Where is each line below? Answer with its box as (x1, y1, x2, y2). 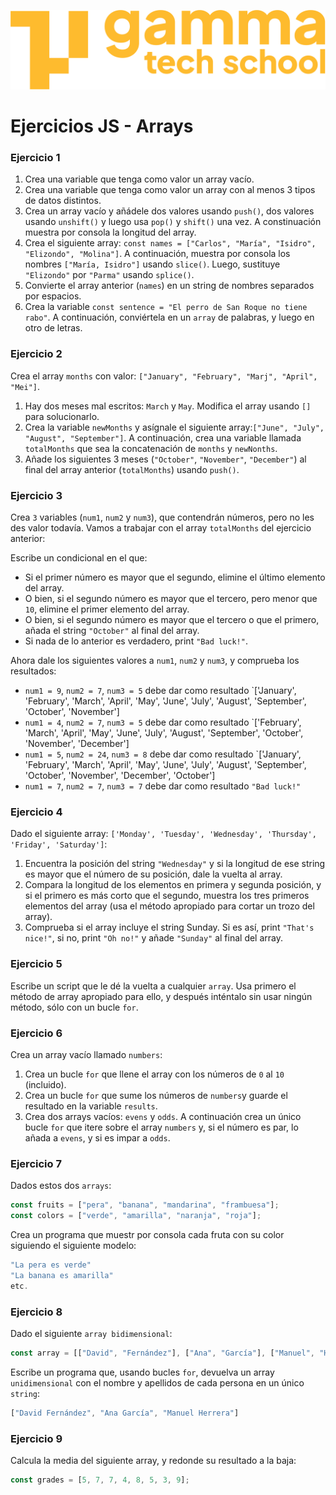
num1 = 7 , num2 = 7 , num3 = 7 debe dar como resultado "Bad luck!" (24, 780, 302, 792)
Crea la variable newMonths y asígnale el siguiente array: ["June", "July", (24, 421, 325, 433)
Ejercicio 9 (10, 1431, 63, 1445)
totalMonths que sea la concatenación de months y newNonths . (24, 442, 278, 454)
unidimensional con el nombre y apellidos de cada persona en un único (10, 1376, 305, 1389)
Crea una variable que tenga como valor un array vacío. (24, 173, 255, 185)
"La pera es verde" (10, 1260, 92, 1270)
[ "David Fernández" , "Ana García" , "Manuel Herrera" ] (10, 1408, 240, 1418)
